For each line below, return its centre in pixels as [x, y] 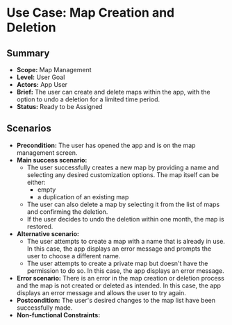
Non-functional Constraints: [58, 315]
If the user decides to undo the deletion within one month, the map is [125, 219]
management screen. [47, 152]
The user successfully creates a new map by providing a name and [123, 167]
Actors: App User [42, 84]
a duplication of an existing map [83, 197]
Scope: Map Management [54, 70]
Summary [28, 53]
